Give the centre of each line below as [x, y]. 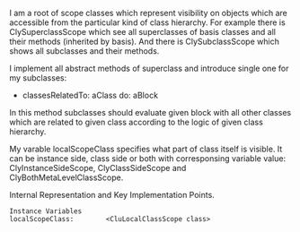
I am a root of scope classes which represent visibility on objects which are [148, 13]
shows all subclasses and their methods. [84, 51]
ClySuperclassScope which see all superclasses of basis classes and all [143, 32]
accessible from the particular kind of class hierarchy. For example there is [147, 22]
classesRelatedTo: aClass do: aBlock [90, 95]
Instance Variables [46, 211]
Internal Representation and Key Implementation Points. [112, 195]
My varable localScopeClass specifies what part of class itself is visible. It [146, 149]
